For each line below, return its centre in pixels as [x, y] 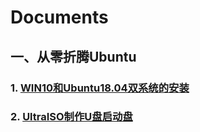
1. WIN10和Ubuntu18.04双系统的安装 [100, 88]
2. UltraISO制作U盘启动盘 [71, 117]
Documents [59, 17]
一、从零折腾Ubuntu [73, 56]
